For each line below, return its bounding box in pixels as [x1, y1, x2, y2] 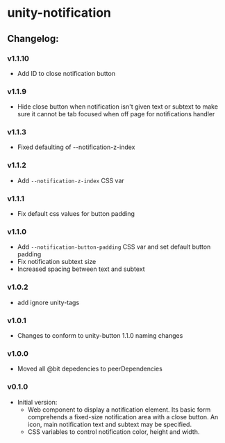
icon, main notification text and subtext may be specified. [27, 420, 192, 428]
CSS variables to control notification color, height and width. [27, 427, 200, 436]
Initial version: [17, 398, 58, 406]
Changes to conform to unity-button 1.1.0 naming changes [17, 331, 183, 339]
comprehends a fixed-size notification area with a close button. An [27, 412, 219, 421]
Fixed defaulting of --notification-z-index [17, 143, 135, 151]
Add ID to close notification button [17, 69, 116, 77]
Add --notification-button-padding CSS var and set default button [17, 242, 211, 251]
